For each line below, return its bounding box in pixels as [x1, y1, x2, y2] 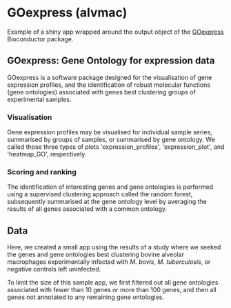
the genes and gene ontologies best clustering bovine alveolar [7, 250, 185, 259]
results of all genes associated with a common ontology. [7, 205, 168, 213]
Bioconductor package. [7, 34, 74, 43]
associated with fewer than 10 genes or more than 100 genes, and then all [7, 286, 217, 294]
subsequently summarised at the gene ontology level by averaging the [7, 198, 207, 206]
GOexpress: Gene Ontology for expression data [7, 55, 215, 67]
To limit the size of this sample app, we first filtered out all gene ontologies [7, 278, 219, 287]
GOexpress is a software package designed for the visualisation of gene [7, 73, 212, 81]
